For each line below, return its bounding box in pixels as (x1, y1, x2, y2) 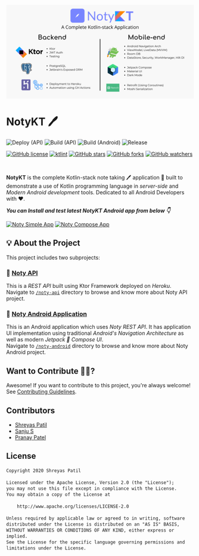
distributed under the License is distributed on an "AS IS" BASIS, (6, 521, 180, 527)
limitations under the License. (6, 545, 86, 551)
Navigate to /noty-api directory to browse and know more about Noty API (6, 288, 188, 296)
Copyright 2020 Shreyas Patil (6, 467, 82, 474)
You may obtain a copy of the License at (6, 491, 111, 498)
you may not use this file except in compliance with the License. (6, 485, 178, 492)
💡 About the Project (6, 238, 80, 249)
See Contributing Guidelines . (6, 388, 77, 395)
